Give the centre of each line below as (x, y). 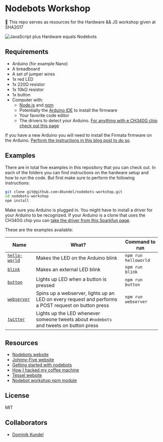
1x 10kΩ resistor (28, 89)
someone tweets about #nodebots (74, 319)
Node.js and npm (36, 105)
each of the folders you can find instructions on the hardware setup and (77, 172)
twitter (16, 320)
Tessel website (27, 375)
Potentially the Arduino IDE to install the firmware (68, 110)
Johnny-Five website (33, 360)
